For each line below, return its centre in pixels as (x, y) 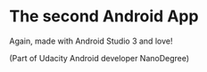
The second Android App (104, 16)
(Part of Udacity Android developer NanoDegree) (99, 58)
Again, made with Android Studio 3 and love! (91, 41)
